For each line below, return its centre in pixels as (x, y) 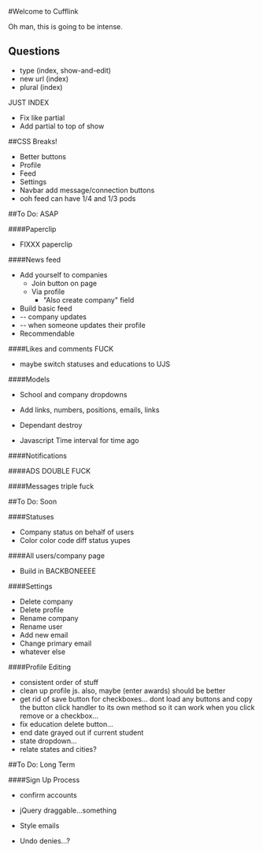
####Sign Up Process (44, 779)
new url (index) (44, 79)
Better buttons (43, 156)
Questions (34, 52)
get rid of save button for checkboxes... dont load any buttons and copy (136, 699)
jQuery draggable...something (68, 810)
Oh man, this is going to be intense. (66, 26)
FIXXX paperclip (46, 244)
